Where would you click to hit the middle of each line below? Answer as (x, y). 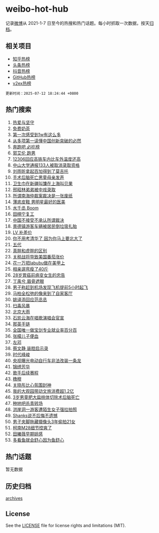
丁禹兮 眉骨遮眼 (28, 281)
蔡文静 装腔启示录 (30, 348)
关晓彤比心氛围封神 (32, 385)
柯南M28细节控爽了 (32, 427)
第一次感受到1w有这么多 (37, 134)
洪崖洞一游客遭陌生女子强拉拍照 (45, 409)
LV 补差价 (22, 232)
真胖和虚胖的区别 (30, 251)
